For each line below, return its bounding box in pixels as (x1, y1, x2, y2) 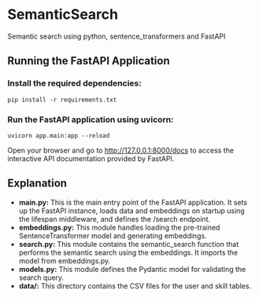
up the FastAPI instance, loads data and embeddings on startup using (18, 206, 245, 215)
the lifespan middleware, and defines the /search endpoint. (18, 214, 210, 223)
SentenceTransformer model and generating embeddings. (18, 230, 207, 241)
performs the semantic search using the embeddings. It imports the (18, 248, 238, 257)
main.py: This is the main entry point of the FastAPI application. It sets (18, 197, 248, 207)
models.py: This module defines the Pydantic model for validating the (18, 264, 246, 274)
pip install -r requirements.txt (7, 96, 117, 104)
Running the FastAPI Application (7, 54, 170, 68)
